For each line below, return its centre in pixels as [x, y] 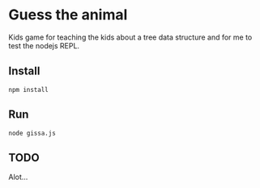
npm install [28, 90]
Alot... [18, 177]
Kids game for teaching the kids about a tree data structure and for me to [130, 37]
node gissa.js [32, 133]
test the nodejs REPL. [44, 45]
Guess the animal [68, 15]
